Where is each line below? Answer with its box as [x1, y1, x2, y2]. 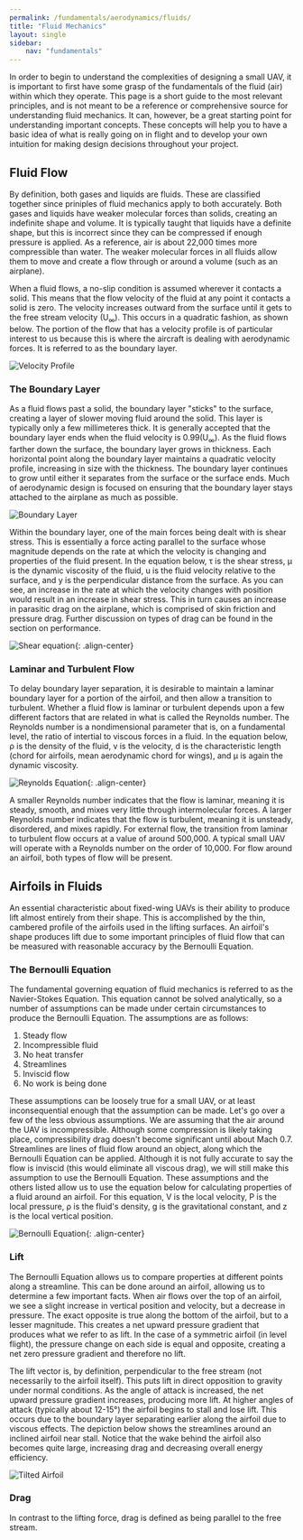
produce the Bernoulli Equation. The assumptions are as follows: [9, 1013, 249, 1024]
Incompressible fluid [22, 1040, 99, 1051]
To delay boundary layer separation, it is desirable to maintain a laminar [9, 683, 275, 694]
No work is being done [22, 1078, 107, 1089]
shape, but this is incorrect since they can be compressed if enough [9, 227, 263, 237]
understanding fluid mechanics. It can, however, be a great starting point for [9, 110, 292, 121]
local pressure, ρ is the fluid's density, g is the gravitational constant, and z [9, 1201, 288, 1212]
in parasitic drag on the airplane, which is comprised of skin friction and [9, 603, 277, 614]
